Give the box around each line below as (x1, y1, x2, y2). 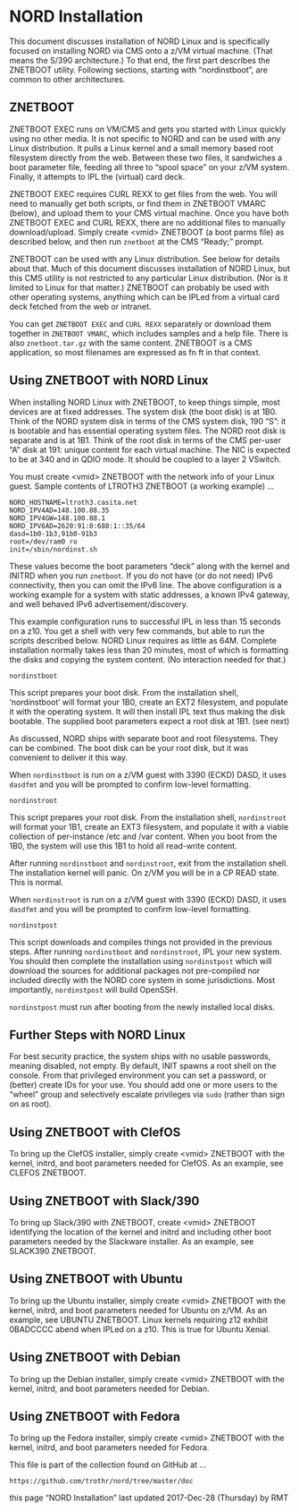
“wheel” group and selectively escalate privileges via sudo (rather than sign (9, 1089, 286, 1100)
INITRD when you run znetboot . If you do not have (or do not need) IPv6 (9, 570, 274, 581)
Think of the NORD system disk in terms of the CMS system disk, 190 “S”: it (9, 415, 287, 426)
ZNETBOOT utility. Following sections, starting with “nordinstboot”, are (9, 64, 268, 75)
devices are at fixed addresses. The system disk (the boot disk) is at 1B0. (9, 406, 278, 417)
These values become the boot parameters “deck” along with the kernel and (9, 560, 290, 571)
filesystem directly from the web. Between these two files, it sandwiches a (9, 152, 283, 163)
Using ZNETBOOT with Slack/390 (9, 1193, 200, 1209)
